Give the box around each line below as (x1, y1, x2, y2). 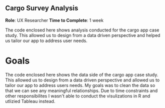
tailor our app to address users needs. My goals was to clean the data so (5, 82, 155, 88)
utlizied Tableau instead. (5, 98, 55, 104)
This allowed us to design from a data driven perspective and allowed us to (5, 77, 160, 83)
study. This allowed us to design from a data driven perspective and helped (5, 32, 160, 38)
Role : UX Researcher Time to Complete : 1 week (5, 17, 104, 23)
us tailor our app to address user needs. (5, 37, 87, 43)
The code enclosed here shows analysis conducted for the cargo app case (5, 27, 159, 33)
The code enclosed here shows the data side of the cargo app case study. (5, 71, 158, 77)
